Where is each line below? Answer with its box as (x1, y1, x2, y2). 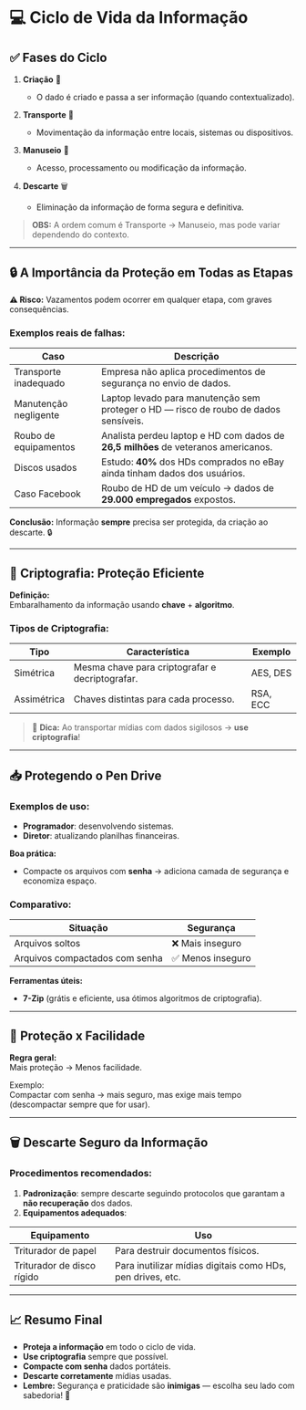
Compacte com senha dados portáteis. (22, 1361, 171, 1372)
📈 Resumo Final (9, 1312, 103, 1328)
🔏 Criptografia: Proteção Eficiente (9, 565, 205, 580)
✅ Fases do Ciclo (9, 49, 107, 65)
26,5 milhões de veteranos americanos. (101, 441, 273, 454)
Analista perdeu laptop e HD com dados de (101, 430, 285, 443)
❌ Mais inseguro (171, 937, 242, 950)
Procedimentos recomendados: (9, 1167, 153, 1180)
